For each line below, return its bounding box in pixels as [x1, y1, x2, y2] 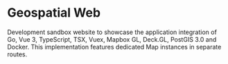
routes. [7, 50, 28, 58]
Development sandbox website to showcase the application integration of [7, 28, 217, 36]
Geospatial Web [7, 5, 101, 21]
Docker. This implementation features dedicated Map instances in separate [7, 42, 222, 51]
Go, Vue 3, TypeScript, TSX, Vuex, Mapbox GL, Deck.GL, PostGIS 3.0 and [7, 35, 217, 43]
